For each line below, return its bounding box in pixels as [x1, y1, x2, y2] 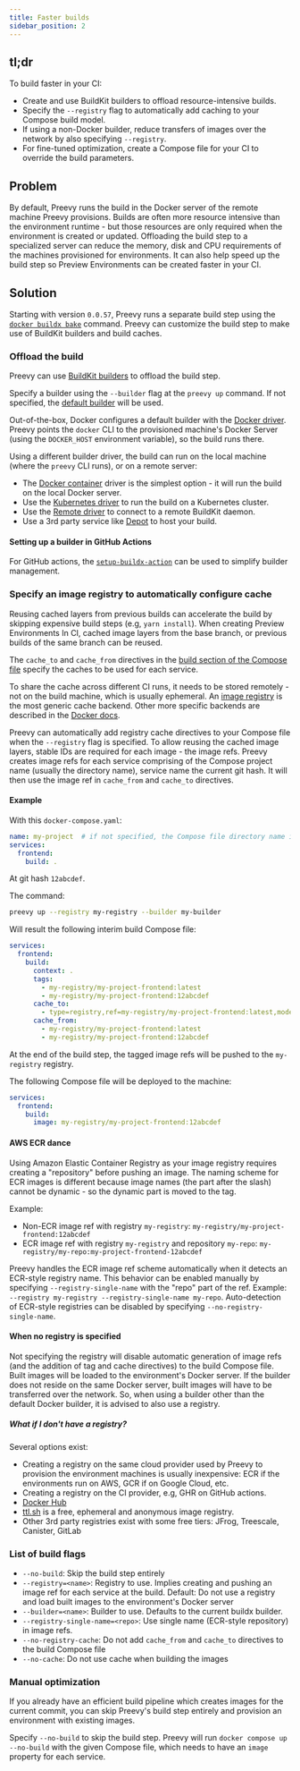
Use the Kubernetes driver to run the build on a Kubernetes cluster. [21, 497, 270, 508]
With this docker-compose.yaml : [9, 815, 122, 826]
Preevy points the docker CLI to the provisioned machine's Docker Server [9, 424, 279, 435]
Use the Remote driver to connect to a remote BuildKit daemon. [21, 506, 256, 517]
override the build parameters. [21, 153, 135, 164]
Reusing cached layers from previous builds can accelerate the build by [9, 608, 272, 619]
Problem [9, 178, 58, 193]
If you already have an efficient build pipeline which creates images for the [9, 1696, 284, 1707]
